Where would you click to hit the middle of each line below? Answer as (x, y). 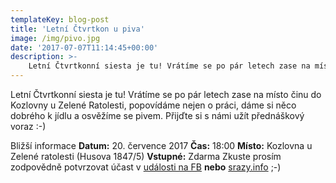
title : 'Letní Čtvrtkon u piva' (77, 29)
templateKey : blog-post (60, 19)
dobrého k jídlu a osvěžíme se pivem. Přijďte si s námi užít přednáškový (157, 115)
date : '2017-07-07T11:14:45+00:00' (84, 47)
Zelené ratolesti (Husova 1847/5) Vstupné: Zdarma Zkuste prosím (146, 156)
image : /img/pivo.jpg (55, 38)
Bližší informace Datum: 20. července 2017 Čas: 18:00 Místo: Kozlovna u (161, 145)
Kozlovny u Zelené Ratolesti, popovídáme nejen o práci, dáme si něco (153, 105)
